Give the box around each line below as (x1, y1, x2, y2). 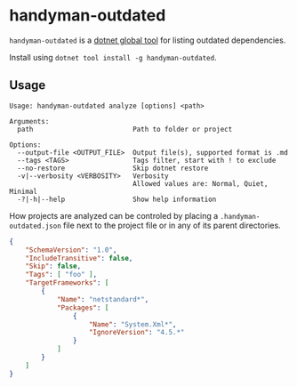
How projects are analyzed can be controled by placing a (9, 210, 219, 221)
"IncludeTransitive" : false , (25, 254, 133, 262)
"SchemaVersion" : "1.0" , (25, 246, 117, 254)
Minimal (9, 187, 38, 196)
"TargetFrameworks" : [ (25, 278, 109, 287)
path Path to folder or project (17, 125, 233, 133)
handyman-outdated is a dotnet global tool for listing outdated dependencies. (9, 35, 286, 45)
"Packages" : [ (56, 303, 109, 312)
